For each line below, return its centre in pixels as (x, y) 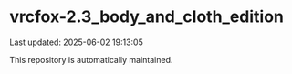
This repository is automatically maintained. (91, 59)
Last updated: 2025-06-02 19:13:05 (76, 42)
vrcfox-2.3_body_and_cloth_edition (147, 17)
